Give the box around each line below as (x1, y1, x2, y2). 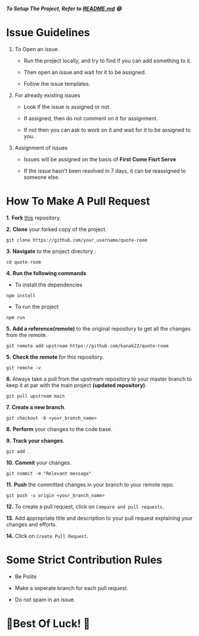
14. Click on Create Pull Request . (6, 532, 89, 540)
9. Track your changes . (6, 437, 65, 444)
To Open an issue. (14, 45, 59, 52)
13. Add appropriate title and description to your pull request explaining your (6, 515, 193, 522)
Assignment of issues (14, 144, 68, 151)
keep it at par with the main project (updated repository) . (6, 381, 147, 389)
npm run (6, 314, 26, 320)
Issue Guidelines (6, 26, 90, 39)
